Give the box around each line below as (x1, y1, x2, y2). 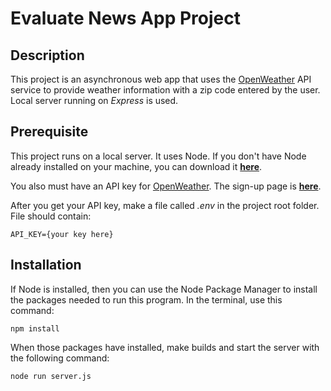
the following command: (10, 352, 110, 364)
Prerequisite (10, 123, 89, 141)
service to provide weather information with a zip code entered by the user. (10, 84, 321, 96)
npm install (10, 323, 60, 334)
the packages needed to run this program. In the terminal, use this (10, 293, 283, 306)
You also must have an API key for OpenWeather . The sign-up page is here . (10, 180, 322, 192)
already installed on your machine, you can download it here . (10, 160, 263, 172)
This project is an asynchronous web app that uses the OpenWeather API (10, 73, 312, 85)
